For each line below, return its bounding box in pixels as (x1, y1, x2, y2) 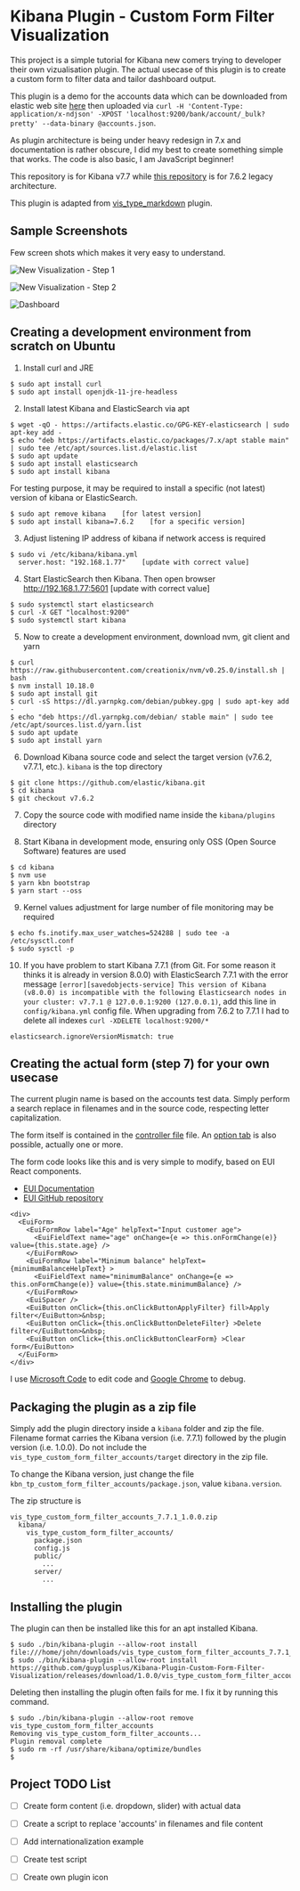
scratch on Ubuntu (10, 338, 116, 354)
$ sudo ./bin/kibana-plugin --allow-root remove (10, 1714, 194, 1723)
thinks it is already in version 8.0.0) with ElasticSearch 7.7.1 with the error (22, 969, 288, 980)
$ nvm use (10, 870, 47, 879)
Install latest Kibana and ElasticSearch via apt (22, 403, 191, 413)
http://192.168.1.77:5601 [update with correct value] (22, 583, 210, 593)
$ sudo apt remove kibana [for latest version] (10, 509, 202, 518)
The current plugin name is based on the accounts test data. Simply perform (10, 1094, 290, 1104)
